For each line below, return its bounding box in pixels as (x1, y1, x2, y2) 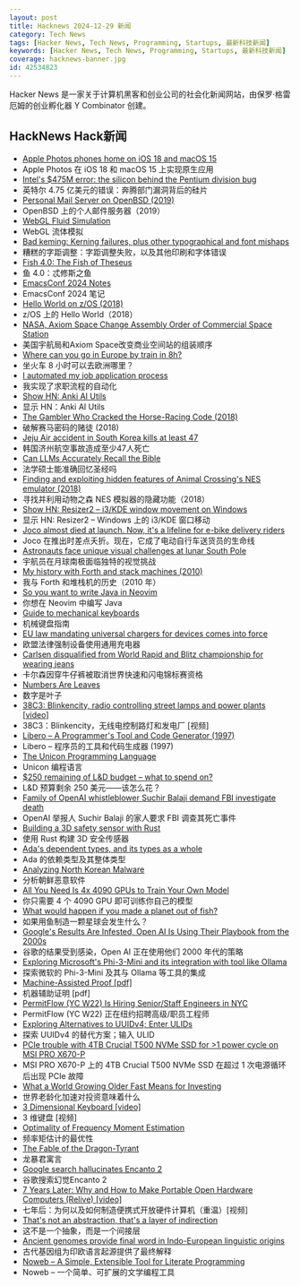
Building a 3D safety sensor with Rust (21, 822, 161, 833)
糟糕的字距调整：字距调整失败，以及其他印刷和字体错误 (21, 246, 227, 257)
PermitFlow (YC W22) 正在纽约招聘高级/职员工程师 (21, 1008, 210, 1019)
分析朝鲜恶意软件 (21, 875, 86, 885)
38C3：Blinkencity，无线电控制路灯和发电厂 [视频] (21, 720, 210, 730)
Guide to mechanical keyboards (21, 607, 141, 618)
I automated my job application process (21, 369, 168, 381)
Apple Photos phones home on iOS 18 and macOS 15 (21, 153, 218, 164)
